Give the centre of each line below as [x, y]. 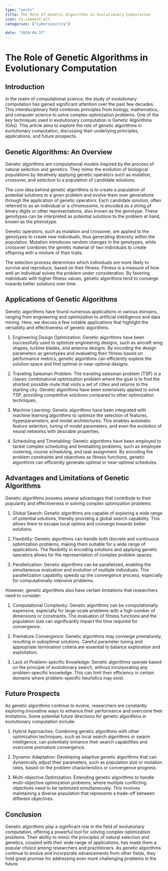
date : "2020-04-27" [25, 33]
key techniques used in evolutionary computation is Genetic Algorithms [78, 120]
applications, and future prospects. [41, 136]
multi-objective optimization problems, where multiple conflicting [79, 783]
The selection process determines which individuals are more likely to [77, 262]
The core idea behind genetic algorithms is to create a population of [75, 190]
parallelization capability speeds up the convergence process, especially [87, 575]
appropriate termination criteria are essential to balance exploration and [86, 647]
